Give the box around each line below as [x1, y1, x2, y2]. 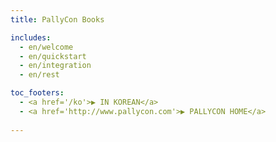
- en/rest [19, 70, 60, 80]
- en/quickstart [19, 51, 87, 61]
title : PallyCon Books [10, 14, 105, 25]
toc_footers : [10, 88, 65, 98]
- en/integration [19, 61, 92, 71]
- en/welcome [19, 42, 74, 52]
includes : [10, 32, 52, 43]
